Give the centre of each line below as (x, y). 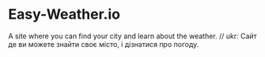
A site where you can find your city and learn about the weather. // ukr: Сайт (132, 36)
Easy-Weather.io (64, 14)
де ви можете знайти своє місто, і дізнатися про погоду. (104, 44)
